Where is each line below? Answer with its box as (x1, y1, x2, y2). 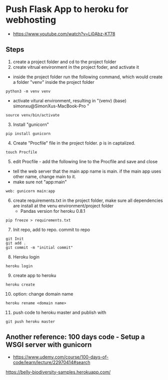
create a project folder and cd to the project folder (12, 59, 116, 65)
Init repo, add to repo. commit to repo (12, 226, 90, 232)
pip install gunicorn (5, 131, 51, 136)
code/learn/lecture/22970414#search (12, 359, 90, 365)
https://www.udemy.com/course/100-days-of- (12, 354, 109, 360)
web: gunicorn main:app (5, 188, 55, 194)
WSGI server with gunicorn (5, 340, 92, 349)
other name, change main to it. (12, 173, 76, 179)
